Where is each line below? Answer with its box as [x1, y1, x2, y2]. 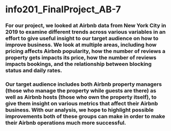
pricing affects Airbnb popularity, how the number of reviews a [5, 48, 166, 55]
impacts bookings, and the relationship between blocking [5, 61, 152, 68]
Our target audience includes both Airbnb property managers [5, 81, 162, 88]
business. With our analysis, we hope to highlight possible [5, 106, 154, 114]
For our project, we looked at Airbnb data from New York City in [5, 22, 166, 29]
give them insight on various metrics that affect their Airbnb [5, 100, 158, 107]
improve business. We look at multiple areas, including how [5, 41, 157, 48]
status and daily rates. [5, 67, 63, 74]
